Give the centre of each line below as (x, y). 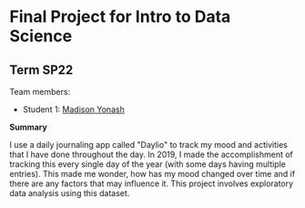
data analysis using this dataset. (70, 193)
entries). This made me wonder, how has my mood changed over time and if (152, 174)
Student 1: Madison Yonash (73, 109)
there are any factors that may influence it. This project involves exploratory (152, 183)
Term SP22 (41, 70)
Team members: (40, 92)
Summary (28, 127)
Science (41, 36)
